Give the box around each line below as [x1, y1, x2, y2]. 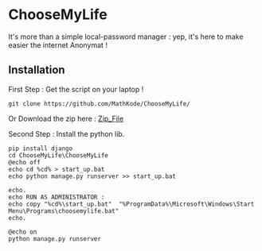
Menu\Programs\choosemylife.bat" [8, 207, 119, 215]
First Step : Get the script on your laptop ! [8, 84, 144, 94]
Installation [8, 64, 65, 77]
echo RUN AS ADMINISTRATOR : [8, 193, 105, 201]
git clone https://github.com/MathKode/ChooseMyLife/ [8, 99, 191, 108]
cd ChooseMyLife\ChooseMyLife [8, 151, 109, 160]
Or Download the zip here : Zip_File [8, 114, 124, 123]
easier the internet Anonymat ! [8, 40, 108, 49]
